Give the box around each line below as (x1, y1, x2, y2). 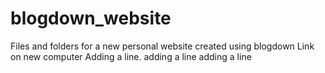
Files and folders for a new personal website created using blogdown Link (10, 40, 315, 52)
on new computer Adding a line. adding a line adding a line (10, 50, 252, 62)
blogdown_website (10, 7, 172, 30)
